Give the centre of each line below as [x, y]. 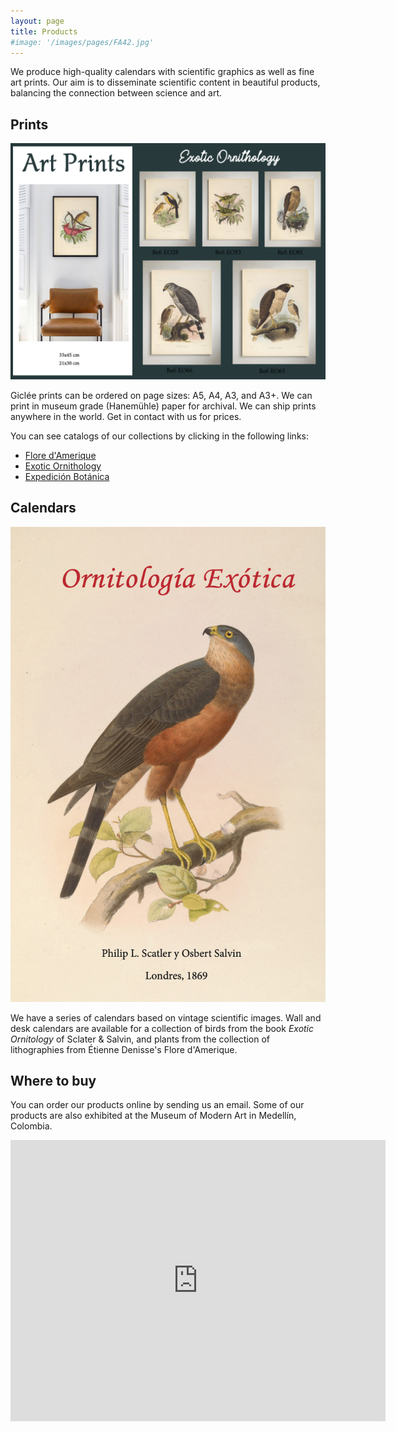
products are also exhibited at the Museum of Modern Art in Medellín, [153, 1116]
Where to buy [53, 1080]
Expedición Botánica [67, 476]
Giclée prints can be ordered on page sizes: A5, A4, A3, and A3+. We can [161, 395]
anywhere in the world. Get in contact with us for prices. [126, 416]
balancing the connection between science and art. [116, 93]
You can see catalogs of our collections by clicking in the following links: [159, 436]
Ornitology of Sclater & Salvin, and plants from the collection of [140, 1039]
